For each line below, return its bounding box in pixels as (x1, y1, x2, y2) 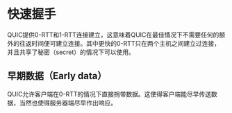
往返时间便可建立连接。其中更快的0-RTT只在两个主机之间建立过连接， (19, 39, 221, 47)
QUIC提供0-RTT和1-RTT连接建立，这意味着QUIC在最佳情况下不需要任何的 (7, 31, 219, 39)
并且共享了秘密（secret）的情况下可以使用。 (7, 48, 135, 56)
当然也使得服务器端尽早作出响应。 (19, 98, 117, 107)
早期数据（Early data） (7, 70, 107, 82)
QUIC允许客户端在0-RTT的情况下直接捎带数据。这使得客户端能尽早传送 (7, 89, 212, 98)
